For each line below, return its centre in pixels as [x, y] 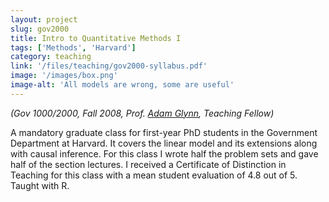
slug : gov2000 [40, 29]
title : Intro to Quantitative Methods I [96, 38]
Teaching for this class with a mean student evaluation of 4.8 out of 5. [154, 175]
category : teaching [51, 57]
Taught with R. [40, 185]
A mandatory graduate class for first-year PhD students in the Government [164, 132]
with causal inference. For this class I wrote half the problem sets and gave [164, 153]
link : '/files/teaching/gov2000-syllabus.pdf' [109, 66]
